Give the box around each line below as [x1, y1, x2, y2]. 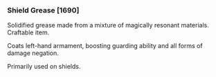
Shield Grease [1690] [7, 5, 80, 15]
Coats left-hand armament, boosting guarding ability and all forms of [7, 42, 203, 50]
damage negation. [7, 49, 59, 57]
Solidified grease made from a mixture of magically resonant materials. [7, 21, 209, 30]
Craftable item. [7, 28, 50, 36]
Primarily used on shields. [7, 63, 81, 71]
